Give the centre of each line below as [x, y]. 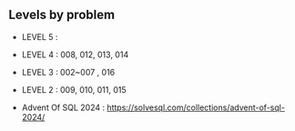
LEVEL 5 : [40, 36]
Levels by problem [62, 15]
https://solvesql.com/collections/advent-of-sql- [196, 107]
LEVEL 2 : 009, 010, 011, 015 [74, 89]
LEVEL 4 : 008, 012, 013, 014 [75, 55]
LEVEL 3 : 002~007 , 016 [68, 72]
